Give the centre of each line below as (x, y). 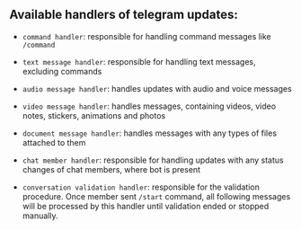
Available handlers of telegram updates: (124, 15)
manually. (40, 216)
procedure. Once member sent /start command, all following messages (156, 196)
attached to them (54, 142)
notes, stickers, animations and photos (94, 115)
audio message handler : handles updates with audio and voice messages (157, 88)
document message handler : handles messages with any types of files (149, 133)
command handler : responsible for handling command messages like (146, 36)
